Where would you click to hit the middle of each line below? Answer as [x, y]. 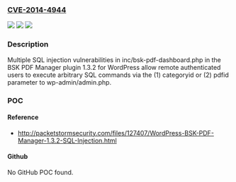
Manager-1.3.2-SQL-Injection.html [67, 140]
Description [28, 44]
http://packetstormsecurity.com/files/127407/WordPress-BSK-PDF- [116, 133]
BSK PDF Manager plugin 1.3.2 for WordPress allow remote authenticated [114, 67]
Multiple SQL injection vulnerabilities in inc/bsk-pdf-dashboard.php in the [114, 60]
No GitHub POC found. [40, 172]
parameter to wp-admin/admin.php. [60, 82]
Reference [23, 117]
